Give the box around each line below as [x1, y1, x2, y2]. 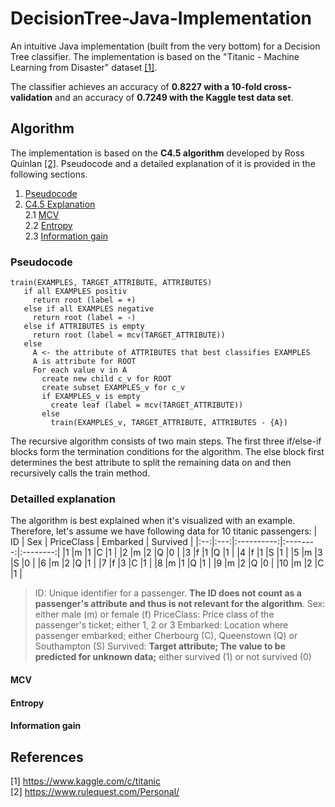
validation [10, 91, 53, 103]
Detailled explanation [10, 492, 116, 506]
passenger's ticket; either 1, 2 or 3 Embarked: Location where [34, 619, 289, 631]
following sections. [10, 168, 88, 180]
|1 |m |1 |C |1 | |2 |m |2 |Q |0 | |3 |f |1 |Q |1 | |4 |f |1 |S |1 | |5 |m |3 [62, 547, 323, 559]
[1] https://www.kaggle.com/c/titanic [10, 775, 161, 787]
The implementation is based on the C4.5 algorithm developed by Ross [10, 147, 305, 159]
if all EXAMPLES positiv [23, 287, 128, 297]
